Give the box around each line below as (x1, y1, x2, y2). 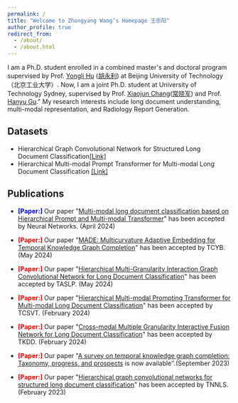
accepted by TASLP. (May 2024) (17, 279, 114, 288)
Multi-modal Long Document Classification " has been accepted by (17, 300, 213, 310)
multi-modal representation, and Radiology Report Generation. (7, 105, 190, 113)
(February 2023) (17, 387, 66, 396)
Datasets (7, 125, 48, 137)
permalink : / (7, 10, 46, 18)
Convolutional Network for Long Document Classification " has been (17, 272, 217, 281)
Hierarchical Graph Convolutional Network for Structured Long (17, 144, 201, 153)
